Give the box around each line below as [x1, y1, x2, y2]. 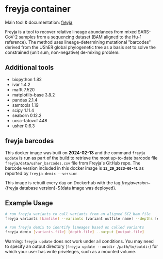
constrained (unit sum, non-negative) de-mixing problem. [5, 49, 120, 55]
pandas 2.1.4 [12, 97, 38, 103]
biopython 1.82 [12, 76, 42, 82]
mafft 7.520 [12, 86, 35, 93]
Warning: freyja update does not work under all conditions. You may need [5, 238, 154, 244]
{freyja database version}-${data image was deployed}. [5, 185, 116, 191]
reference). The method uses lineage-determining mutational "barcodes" [5, 39, 151, 45]
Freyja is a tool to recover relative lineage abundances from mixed [5, 29, 137, 34]
